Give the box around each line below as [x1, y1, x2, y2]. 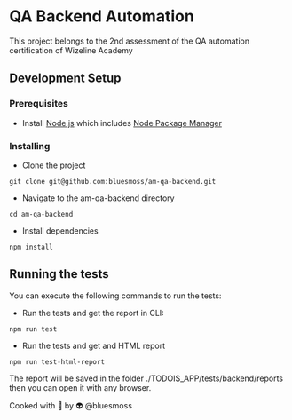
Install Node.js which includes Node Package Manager [21, 117, 222, 128]
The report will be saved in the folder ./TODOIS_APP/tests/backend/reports [9, 373, 284, 384]
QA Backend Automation [9, 6, 195, 27]
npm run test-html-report [9, 357, 105, 366]
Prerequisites [9, 98, 68, 110]
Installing [9, 139, 51, 152]
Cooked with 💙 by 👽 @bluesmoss [9, 400, 133, 410]
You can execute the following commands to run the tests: [9, 290, 222, 301]
